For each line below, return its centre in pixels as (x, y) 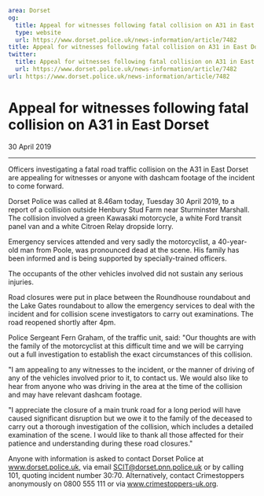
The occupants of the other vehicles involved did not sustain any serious (126, 273)
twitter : (22, 54)
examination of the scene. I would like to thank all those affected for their (126, 435)
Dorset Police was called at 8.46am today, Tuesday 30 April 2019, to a (121, 201)
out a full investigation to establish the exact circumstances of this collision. (130, 354)
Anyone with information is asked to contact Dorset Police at (106, 458)
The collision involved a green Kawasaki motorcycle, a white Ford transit (125, 218)
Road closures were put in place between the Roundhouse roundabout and (129, 297)
